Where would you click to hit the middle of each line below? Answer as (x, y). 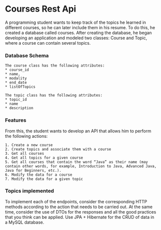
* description (19, 108)
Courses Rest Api (41, 9)
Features (16, 120)
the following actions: (26, 136)
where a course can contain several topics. (48, 43)
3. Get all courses (25, 153)
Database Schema (27, 55)
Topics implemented (29, 191)
